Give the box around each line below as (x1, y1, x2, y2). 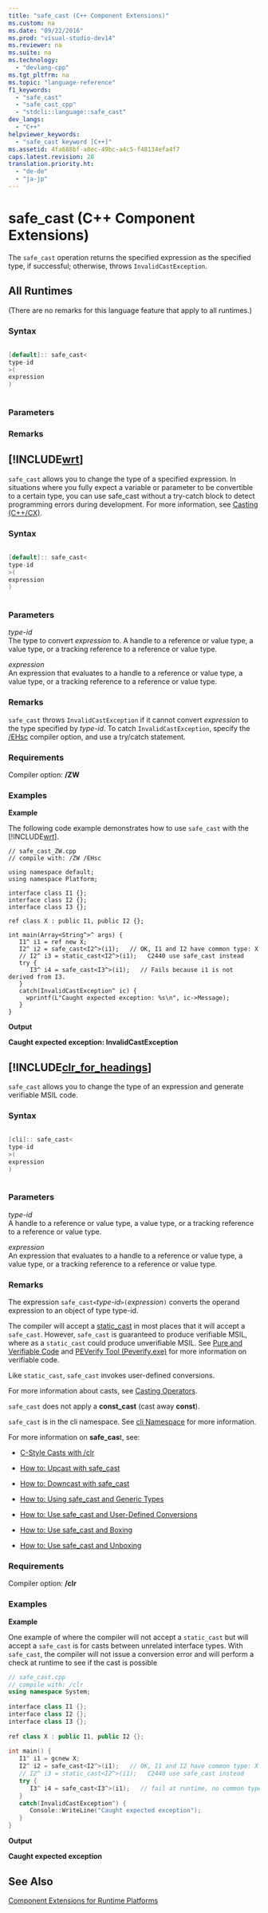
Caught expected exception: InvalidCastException (8, 1038, 179, 1047)
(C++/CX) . (8, 508, 42, 517)
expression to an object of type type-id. (8, 1306, 139, 1315)
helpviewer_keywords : (8, 130, 81, 138)
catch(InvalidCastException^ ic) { (18, 987, 137, 995)
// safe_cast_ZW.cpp (8, 848, 77, 856)
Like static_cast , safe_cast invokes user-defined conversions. (8, 1370, 215, 1381)
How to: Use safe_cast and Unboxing (19, 1541, 142, 1551)
